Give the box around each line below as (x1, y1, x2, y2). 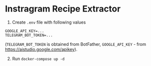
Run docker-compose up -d (12, 55, 65, 61)
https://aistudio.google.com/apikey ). (5, 46, 77, 52)
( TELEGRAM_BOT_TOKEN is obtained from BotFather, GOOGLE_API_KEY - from (5, 41, 146, 47)
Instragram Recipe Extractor (5, 3, 121, 14)
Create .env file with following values (12, 19, 86, 25)
